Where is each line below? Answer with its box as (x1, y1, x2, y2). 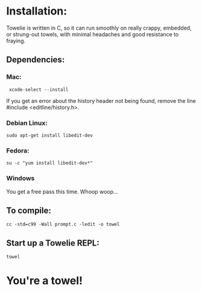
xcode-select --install (8, 87, 69, 93)
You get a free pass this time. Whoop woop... (6, 188, 118, 195)
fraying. (6, 37, 26, 44)
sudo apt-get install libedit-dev (6, 132, 93, 139)
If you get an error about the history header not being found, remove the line (6, 97, 196, 104)
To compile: (6, 205, 51, 215)
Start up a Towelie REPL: (6, 238, 99, 248)
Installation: (6, 4, 68, 18)
